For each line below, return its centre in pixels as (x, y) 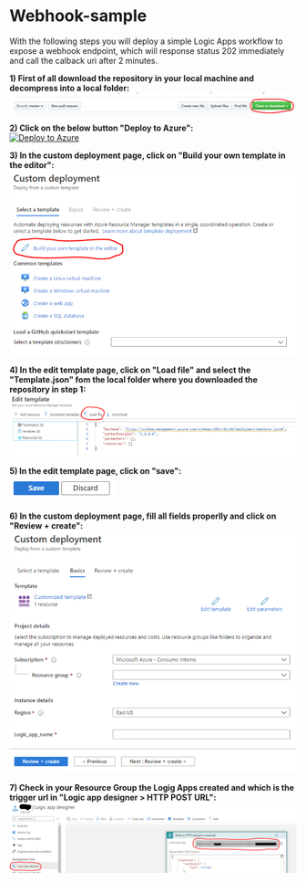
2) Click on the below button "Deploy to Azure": (102, 128)
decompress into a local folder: (70, 88)
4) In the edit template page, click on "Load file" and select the (130, 370)
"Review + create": (46, 526)
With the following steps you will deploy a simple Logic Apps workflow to (146, 41)
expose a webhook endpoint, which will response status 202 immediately (147, 50)
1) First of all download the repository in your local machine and (132, 78)
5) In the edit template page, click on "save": (96, 471)
